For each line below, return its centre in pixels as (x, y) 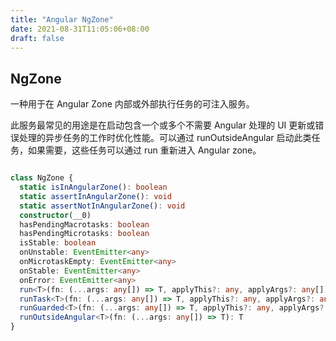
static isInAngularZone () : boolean (93, 187)
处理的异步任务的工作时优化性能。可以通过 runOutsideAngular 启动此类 (165, 138)
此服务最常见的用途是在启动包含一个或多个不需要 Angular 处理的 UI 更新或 (163, 125)
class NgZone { (42, 178)
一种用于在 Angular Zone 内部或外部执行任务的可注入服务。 (132, 104)
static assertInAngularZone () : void (95, 196)
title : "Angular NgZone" (62, 19)
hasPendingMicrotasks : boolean (84, 234)
